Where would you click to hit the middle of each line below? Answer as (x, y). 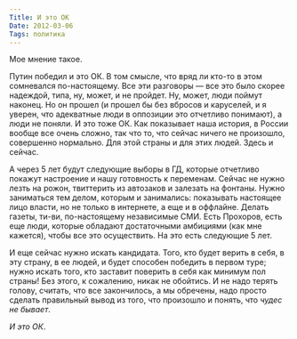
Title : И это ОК (39, 17)
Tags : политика (37, 34)
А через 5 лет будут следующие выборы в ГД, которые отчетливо (134, 169)
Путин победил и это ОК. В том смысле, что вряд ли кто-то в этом (136, 77)
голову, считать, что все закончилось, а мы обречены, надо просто (138, 291)
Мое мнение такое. (46, 60)
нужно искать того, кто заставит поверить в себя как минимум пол (138, 271)
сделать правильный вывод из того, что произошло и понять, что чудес (146, 300)
